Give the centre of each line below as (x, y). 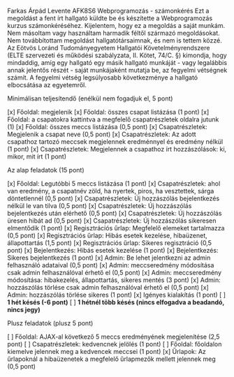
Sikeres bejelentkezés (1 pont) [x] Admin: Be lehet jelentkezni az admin (109, 258)
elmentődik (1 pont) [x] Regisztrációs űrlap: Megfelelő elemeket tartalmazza (116, 228)
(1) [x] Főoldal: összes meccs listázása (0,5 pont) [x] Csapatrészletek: (107, 127)
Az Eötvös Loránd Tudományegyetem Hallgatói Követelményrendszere (109, 48)
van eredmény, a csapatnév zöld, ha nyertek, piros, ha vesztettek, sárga (111, 191)
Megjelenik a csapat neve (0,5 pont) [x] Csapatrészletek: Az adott (102, 134)
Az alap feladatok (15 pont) (46, 170)
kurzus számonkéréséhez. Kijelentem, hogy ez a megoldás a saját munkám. (116, 25)
